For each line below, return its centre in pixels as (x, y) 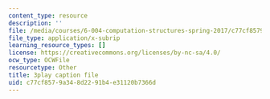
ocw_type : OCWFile (39, 61)
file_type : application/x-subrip (64, 38)
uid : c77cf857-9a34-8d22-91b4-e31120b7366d (82, 82)
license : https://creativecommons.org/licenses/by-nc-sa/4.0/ (115, 53)
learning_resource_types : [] (57, 46)
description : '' (35, 23)
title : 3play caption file (53, 75)
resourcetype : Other (43, 68)
